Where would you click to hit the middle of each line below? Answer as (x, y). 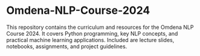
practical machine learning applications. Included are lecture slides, (90, 40)
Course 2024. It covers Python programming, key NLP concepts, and (92, 33)
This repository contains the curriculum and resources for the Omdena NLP (100, 27)
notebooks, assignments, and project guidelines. (67, 46)
